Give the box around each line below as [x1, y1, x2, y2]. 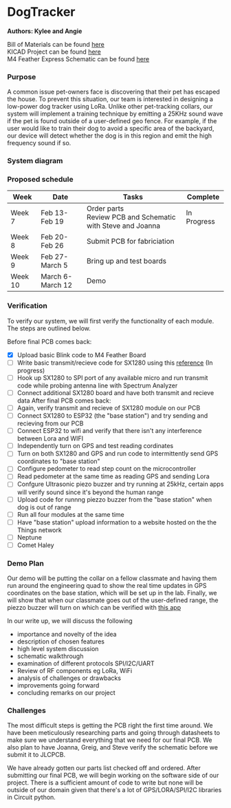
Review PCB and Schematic [87, 213, 177, 222]
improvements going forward [16, 681, 100, 690]
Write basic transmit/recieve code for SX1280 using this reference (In [16, 359, 213, 367]
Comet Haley [16, 541, 54, 549]
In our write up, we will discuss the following [7, 617, 133, 625]
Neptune [16, 533, 43, 541]
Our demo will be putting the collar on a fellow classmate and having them [7, 574, 217, 582]
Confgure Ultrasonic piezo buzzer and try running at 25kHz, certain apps [16, 480, 224, 489]
